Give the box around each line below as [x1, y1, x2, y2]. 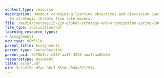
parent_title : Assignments [5, 43, 60, 48]
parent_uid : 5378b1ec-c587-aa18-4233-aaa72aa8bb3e [5, 52, 110, 57]
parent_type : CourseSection [5, 47, 62, 52]
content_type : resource [5, 7, 54, 12]
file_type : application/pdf [5, 25, 62, 30]
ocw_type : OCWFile [5, 39, 42, 44]
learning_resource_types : [5, 30, 58, 34]
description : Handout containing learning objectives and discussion [5, 12, 150, 16]
